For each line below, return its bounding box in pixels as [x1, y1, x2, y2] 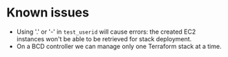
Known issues [6, 5, 89, 21]
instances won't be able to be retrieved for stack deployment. [16, 34, 192, 43]
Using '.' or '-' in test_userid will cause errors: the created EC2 [16, 27, 196, 36]
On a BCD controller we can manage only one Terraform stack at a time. [16, 42, 222, 50]
